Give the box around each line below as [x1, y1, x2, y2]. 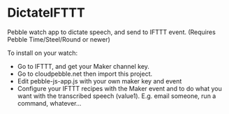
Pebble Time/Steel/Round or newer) [7, 35, 110, 43]
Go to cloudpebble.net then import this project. [17, 70, 153, 78]
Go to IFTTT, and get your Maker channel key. [17, 62, 150, 70]
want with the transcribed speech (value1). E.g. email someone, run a [17, 92, 216, 100]
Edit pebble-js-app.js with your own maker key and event [17, 76, 182, 85]
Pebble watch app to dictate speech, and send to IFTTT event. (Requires [7, 28, 216, 36]
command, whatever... [17, 99, 82, 107]
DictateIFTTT [7, 5, 85, 21]
